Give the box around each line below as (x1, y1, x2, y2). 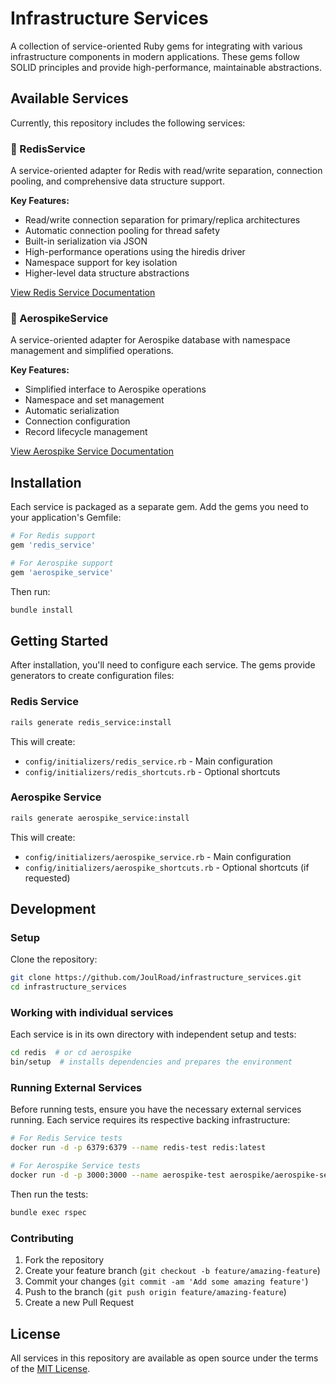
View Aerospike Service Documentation (10, 445, 175, 457)
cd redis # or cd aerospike (10, 1048, 132, 1058)
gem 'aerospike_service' (10, 567, 114, 577)
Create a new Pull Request (24, 1297, 135, 1309)
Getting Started (10, 632, 109, 649)
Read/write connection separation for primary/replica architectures (24, 214, 301, 226)
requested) (24, 872, 71, 884)
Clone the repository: (10, 953, 98, 966)
